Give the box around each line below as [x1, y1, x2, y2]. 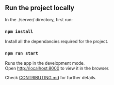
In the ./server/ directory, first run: [5, 16, 73, 22]
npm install [5, 28, 33, 34]
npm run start [5, 51, 38, 56]
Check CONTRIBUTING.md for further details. [5, 75, 97, 81]
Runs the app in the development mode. [5, 60, 85, 66]
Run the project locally [5, 4, 75, 12]
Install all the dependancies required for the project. [5, 39, 109, 44]
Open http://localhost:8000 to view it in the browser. [5, 65, 110, 71]
